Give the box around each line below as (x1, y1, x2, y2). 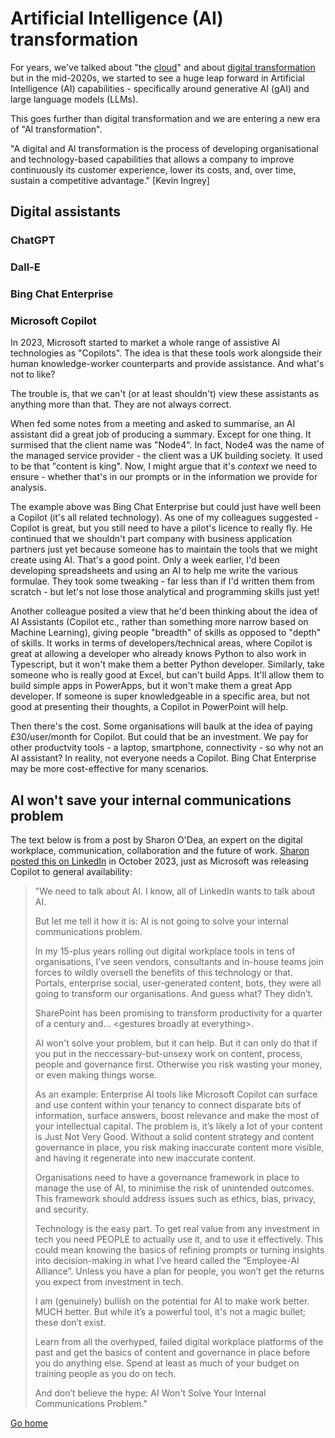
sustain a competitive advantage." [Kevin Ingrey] (10, 174, 210, 186)
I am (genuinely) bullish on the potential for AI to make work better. (34, 1295, 310, 1307)
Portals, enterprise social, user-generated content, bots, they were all (34, 977, 322, 989)
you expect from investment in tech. (34, 1276, 184, 1288)
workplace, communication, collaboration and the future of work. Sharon (10, 845, 310, 857)
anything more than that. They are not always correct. (10, 398, 232, 411)
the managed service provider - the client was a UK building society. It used (10, 450, 323, 462)
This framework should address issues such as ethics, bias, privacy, (34, 1193, 317, 1205)
